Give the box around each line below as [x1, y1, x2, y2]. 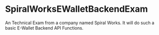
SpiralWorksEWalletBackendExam [5, 3, 148, 15]
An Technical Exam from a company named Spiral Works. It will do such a [5, 20, 155, 26]
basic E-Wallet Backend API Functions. [5, 25, 84, 31]
